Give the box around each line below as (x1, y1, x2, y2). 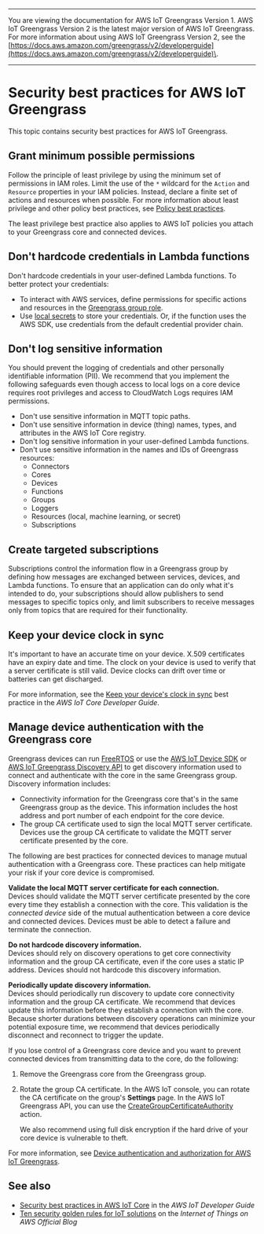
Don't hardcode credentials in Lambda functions (8, 250, 250, 263)
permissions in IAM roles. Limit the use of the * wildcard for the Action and (8, 178, 250, 188)
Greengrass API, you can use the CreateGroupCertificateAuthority (19, 1101, 233, 1111)
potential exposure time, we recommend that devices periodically (8, 1022, 220, 1031)
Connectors (31, 461, 70, 472)
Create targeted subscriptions (8, 543, 159, 556)
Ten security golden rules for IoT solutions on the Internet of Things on (19, 1208, 249, 1218)
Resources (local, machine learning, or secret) (31, 512, 181, 521)
